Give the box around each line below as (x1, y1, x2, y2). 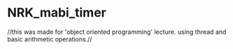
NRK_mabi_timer (7, 5, 106, 21)
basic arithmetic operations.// (7, 35, 92, 43)
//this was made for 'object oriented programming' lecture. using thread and (7, 28, 227, 36)
